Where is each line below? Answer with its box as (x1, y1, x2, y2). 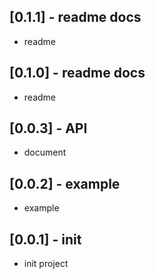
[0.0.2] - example (9, 175, 121, 192)
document (23, 146, 67, 159)
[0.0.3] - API (9, 120, 88, 137)
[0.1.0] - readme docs (9, 65, 146, 82)
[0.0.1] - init (9, 231, 82, 248)
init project (23, 258, 69, 270)
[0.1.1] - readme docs (9, 9, 142, 26)
